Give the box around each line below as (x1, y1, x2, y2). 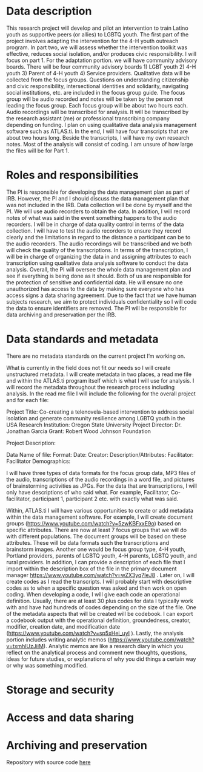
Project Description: (6, 439, 56, 446)
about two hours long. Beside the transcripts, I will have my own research (6, 134, 190, 141)
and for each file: (6, 396, 49, 403)
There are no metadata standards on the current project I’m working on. (6, 352, 185, 360)
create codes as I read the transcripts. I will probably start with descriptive (6, 578, 192, 585)
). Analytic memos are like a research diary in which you (43, 642, 184, 649)
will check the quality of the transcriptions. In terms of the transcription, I (6, 246, 188, 253)
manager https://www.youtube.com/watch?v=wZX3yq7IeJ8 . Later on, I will (6, 571, 195, 578)
